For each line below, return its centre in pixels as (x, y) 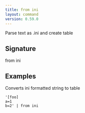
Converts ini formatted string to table (43, 88)
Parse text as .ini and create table (39, 33)
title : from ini (22, 10)
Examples (21, 76)
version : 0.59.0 (22, 19)
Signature (21, 48)
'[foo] (12, 97)
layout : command (22, 14)
